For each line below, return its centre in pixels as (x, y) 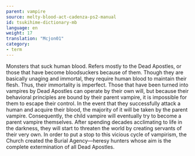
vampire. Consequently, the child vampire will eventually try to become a (94, 116)
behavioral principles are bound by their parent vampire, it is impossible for (97, 97)
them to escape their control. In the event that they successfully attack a (93, 103)
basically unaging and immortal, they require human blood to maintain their (97, 78)
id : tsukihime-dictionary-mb (42, 22)
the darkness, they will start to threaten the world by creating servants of (94, 128)
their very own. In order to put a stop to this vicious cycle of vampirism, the (97, 134)
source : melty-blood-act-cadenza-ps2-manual (61, 17)
